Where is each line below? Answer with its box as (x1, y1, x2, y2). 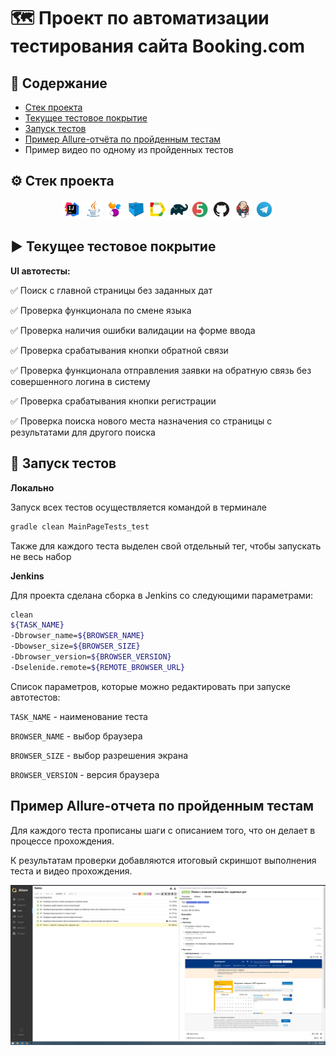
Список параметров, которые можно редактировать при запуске (10, 680, 291, 692)
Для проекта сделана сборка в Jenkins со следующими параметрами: (10, 589, 314, 601)
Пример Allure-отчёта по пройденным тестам (24, 133, 222, 145)
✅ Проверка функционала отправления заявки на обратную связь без (10, 364, 312, 376)
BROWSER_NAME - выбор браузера (10, 730, 143, 742)
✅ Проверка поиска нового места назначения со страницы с (10, 415, 273, 427)
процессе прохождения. (10, 835, 115, 847)
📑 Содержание (10, 75, 108, 92)
